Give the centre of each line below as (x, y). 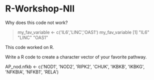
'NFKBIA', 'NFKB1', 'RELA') (32, 72)
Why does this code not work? (36, 22)
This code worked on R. (29, 47)
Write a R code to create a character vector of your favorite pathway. (76, 57)
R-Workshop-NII (40, 9)
